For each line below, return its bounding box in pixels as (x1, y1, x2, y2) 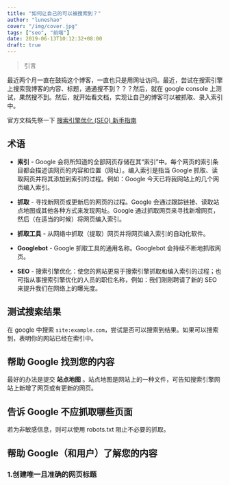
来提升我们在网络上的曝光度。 (16, 284, 101, 292)
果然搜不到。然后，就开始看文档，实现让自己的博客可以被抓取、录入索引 (18, 93, 223, 101)
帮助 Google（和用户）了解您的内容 (7, 447, 157, 459)
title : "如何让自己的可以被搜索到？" (7, 10, 101, 17)
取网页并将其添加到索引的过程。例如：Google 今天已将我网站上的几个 (16, 174, 214, 183)
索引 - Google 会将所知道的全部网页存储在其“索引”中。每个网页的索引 (16, 157, 213, 166)
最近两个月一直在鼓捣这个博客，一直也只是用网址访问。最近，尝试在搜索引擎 (7, 76, 223, 84)
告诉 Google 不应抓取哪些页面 (7, 406, 133, 417)
